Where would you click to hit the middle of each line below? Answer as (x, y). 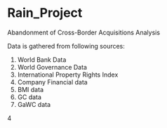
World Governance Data (52, 67)
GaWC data (34, 104)
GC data (29, 97)
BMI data (31, 89)
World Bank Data (42, 59)
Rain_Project (45, 13)
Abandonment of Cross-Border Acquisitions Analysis (83, 32)
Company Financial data (52, 82)
